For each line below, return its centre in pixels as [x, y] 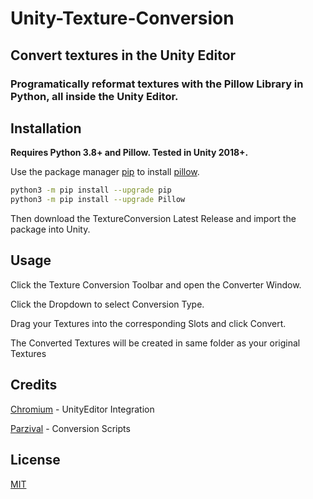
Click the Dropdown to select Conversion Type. [107, 304]
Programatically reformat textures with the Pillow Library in [157, 84]
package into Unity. [50, 229]
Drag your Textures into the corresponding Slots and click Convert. [148, 323]
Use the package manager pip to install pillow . [105, 172]
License [35, 460]
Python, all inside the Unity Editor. [94, 96]
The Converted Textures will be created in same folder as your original [155, 343]
